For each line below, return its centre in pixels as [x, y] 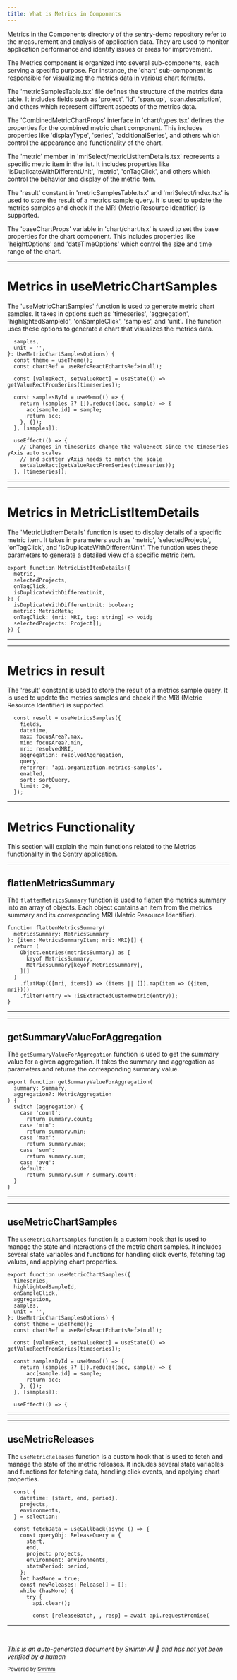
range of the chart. [35, 251]
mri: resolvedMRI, [47, 749]
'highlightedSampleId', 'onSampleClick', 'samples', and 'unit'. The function [115, 321]
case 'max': [37, 1138]
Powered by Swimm [31, 1669]
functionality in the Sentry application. [62, 854]
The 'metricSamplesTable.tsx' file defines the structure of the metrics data [115, 91]
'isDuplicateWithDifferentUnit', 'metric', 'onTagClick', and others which [109, 171]
